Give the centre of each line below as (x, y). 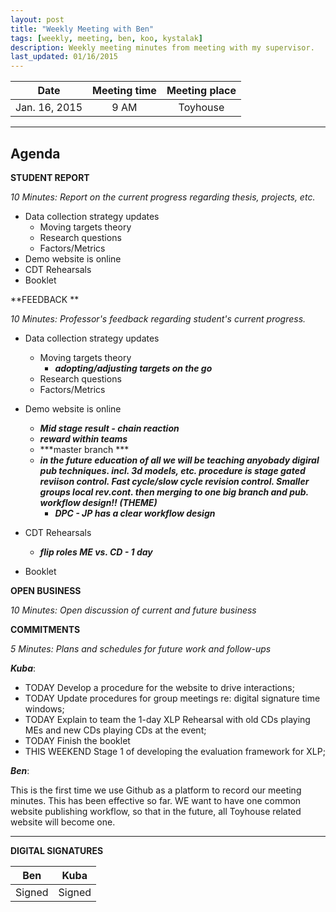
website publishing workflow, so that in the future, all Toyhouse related (156, 811)
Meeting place (201, 91)
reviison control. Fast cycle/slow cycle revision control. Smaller (174, 481)
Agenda (35, 153)
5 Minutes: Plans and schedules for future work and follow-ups (141, 648)
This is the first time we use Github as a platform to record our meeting (156, 790)
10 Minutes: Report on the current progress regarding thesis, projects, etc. (163, 197)
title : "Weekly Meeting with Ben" (82, 29)
